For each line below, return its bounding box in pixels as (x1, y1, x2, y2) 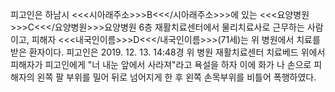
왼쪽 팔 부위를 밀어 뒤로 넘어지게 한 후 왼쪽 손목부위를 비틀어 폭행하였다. (36, 71, 317, 83)
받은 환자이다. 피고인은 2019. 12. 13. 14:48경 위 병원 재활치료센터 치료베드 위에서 (10, 46, 326, 58)
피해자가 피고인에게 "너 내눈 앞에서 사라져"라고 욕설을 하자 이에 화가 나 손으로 (10, 59, 312, 70)
